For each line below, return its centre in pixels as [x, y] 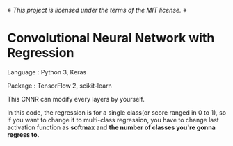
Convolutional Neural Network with [111, 38]
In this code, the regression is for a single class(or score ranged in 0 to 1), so [117, 112]
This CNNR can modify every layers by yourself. [76, 99]
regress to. [23, 134]
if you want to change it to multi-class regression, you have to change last [113, 120]
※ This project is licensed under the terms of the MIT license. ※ [97, 10]
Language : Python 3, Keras [47, 72]
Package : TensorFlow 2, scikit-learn [60, 86]
